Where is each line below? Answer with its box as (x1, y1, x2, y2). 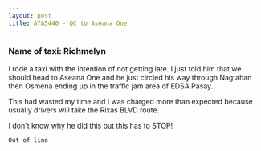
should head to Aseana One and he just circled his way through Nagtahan (8, 72, 252, 82)
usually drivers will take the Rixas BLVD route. (8, 105, 160, 115)
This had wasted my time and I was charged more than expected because (8, 96, 253, 106)
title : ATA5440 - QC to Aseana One (8, 19, 128, 27)
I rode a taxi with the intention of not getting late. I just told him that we (8, 63, 242, 73)
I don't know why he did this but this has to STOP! (8, 120, 173, 130)
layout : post (8, 11, 52, 20)
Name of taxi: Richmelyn (8, 46, 107, 57)
